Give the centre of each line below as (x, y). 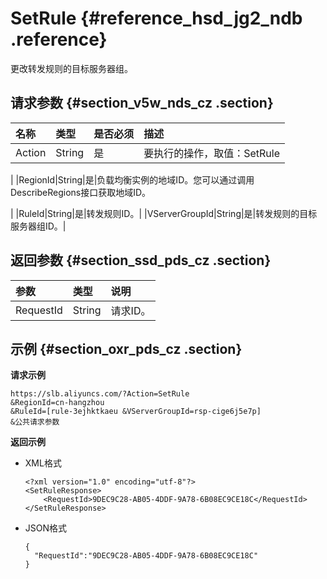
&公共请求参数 (35, 422)
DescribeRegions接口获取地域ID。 (81, 192)
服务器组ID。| (38, 226)
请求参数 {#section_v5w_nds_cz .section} (142, 103)
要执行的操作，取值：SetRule (211, 153)
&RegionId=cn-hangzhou (57, 403)
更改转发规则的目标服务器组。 (71, 68)
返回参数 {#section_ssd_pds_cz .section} (141, 260)
